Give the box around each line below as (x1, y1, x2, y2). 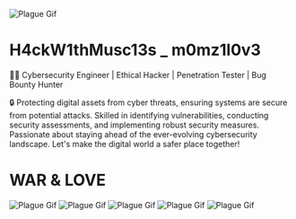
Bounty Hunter (9, 79, 64, 90)
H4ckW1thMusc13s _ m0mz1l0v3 (9, 40, 262, 60)
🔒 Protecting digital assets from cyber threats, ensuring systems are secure (9, 97, 288, 108)
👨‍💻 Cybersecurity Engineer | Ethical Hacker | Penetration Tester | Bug (9, 69, 267, 80)
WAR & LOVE (9, 171, 106, 190)
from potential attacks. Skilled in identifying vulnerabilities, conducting (9, 109, 269, 120)
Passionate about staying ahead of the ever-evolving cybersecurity (9, 128, 257, 139)
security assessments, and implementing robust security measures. (9, 119, 260, 130)
